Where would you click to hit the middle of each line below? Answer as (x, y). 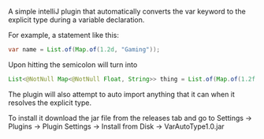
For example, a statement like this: (64, 35)
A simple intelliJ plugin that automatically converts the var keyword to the (127, 11)
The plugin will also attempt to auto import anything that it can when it (121, 94)
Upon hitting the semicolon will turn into (73, 64)
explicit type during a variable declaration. (76, 20)
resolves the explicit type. (50, 103)
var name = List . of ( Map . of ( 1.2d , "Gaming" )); (84, 50)
